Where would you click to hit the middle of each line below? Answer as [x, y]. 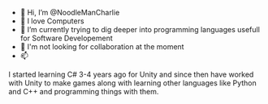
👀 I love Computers [52, 21]
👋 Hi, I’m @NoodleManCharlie [70, 12]
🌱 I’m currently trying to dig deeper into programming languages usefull [140, 29]
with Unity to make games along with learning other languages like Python [133, 83]
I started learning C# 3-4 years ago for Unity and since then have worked [131, 74]
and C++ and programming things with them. [84, 92]
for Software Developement [67, 38]
